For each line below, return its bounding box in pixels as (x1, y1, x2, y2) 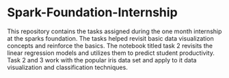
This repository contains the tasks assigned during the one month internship (7, 27, 222, 35)
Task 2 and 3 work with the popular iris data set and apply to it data (7, 56, 197, 64)
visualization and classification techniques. (7, 63, 128, 71)
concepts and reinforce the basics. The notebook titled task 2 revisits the (7, 41, 213, 50)
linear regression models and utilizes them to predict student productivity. (7, 49, 215, 57)
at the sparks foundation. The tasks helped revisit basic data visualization (7, 34, 214, 42)
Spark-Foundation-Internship (7, 5, 178, 20)
